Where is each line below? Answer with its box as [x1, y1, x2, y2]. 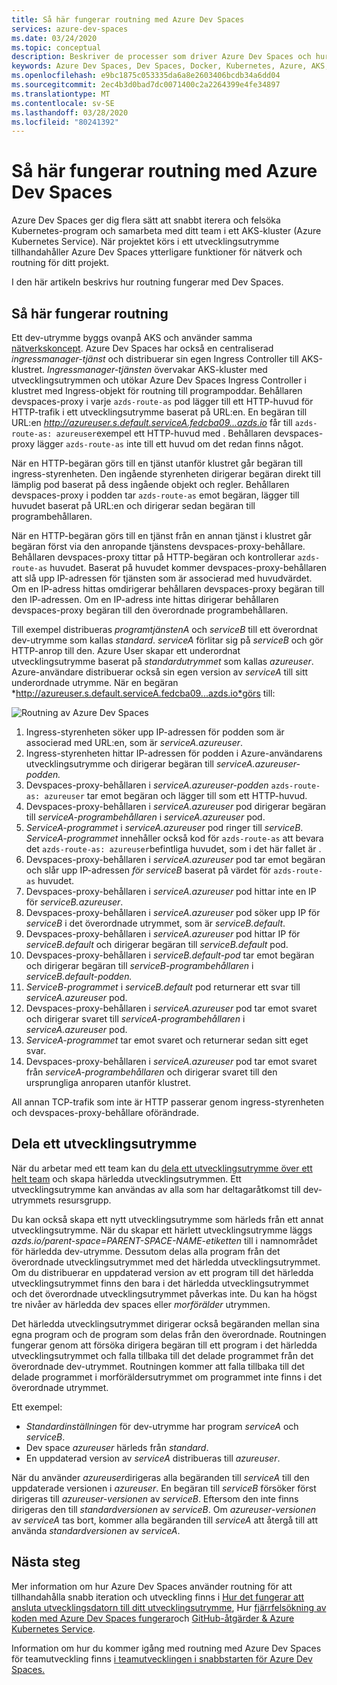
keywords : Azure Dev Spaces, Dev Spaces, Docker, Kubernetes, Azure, [11, 61, 308, 71]
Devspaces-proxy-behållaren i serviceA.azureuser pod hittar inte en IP [25, 886, 317, 897]
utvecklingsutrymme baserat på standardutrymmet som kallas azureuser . [11, 656, 314, 667]
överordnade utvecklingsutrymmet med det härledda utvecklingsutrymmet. [11, 1256, 321, 1268]
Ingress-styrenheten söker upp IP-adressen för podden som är [25, 726, 285, 738]
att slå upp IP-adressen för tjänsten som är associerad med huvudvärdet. [11, 572, 313, 584]
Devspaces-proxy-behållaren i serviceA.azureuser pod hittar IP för [25, 928, 301, 940]
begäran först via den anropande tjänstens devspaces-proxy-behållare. [11, 541, 306, 552]
